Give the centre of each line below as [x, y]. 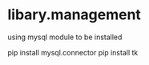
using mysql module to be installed [65, 37]
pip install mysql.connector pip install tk [73, 52]
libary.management [74, 15]
